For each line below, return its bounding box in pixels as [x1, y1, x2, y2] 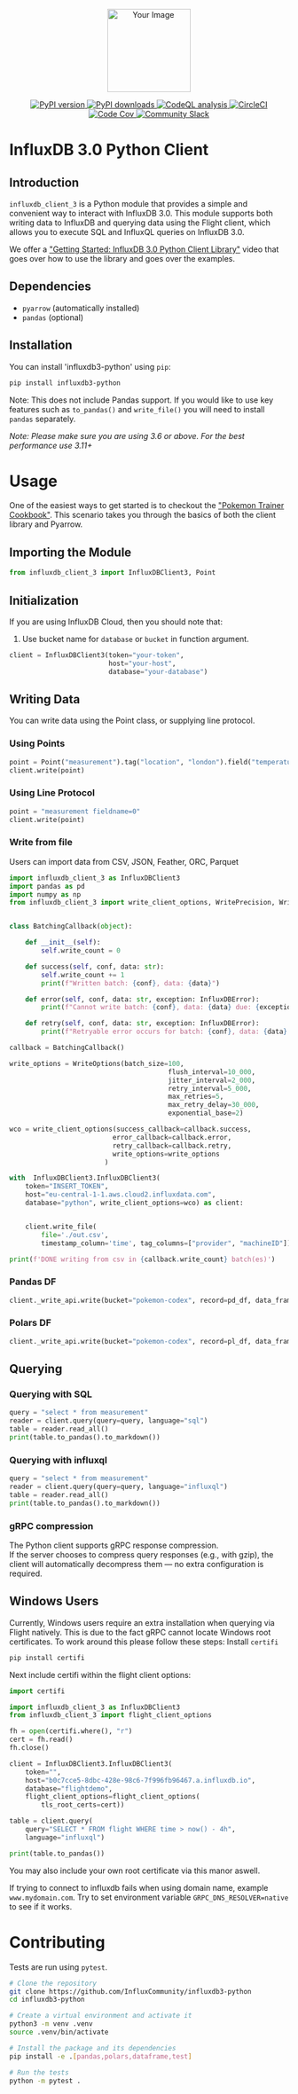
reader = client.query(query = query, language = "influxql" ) [9, 1482, 228, 1492]
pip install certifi [9, 1653, 86, 1662]
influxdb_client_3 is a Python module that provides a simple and [9, 199, 248, 208]
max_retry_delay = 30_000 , [168, 1101, 260, 1110]
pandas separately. [9, 413, 76, 424]
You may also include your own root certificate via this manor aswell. [9, 1865, 261, 1876]
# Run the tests [9, 2067, 69, 2077]
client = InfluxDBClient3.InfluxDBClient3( [9, 1759, 173, 1769]
